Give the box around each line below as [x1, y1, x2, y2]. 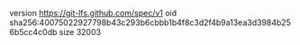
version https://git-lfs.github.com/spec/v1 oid [9, 8, 177, 18]
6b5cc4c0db [9, 27, 58, 37]
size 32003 [59, 27, 102, 37]
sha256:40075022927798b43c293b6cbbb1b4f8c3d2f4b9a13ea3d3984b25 [9, 17, 291, 28]
